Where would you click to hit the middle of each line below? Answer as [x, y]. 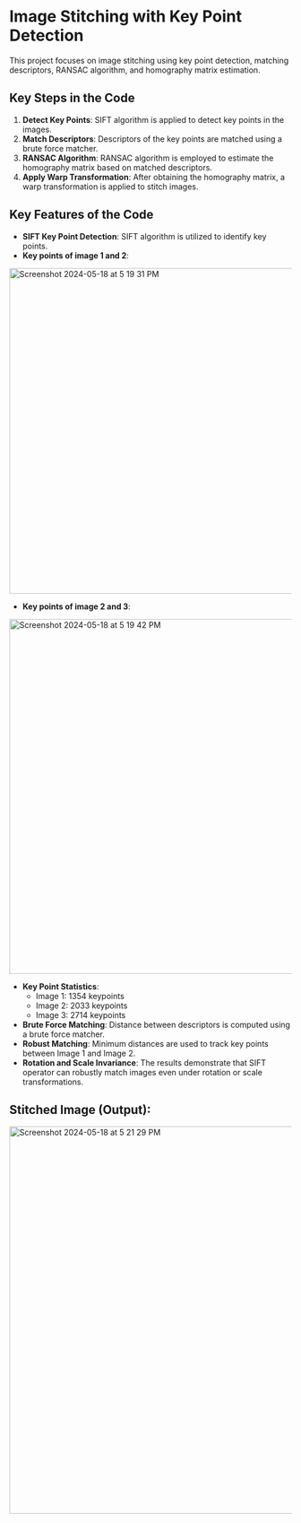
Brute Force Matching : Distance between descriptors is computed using [156, 1024]
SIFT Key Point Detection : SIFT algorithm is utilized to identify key [144, 236]
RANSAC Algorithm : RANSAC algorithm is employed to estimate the [148, 158]
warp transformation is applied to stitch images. [110, 187]
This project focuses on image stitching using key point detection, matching [149, 60]
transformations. [53, 1082]
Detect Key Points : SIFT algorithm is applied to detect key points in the [153, 119]
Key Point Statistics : [60, 986]
